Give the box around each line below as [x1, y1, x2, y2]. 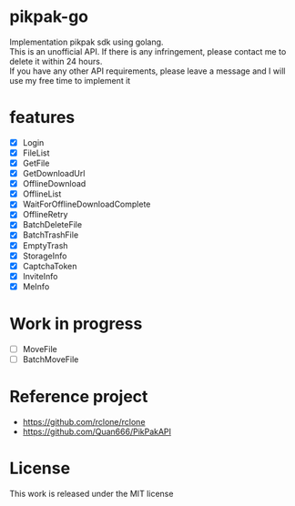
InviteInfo [22, 270, 58, 281]
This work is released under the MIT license [9, 488, 174, 499]
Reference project [9, 387, 148, 407]
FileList [22, 147, 50, 158]
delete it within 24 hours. [9, 56, 103, 66]
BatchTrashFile [22, 229, 79, 240]
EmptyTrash [22, 239, 68, 251]
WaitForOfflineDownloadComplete [22, 198, 151, 210]
